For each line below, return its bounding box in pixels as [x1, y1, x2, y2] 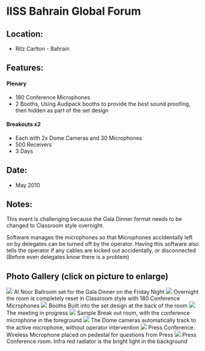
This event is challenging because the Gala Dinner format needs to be [6, 215, 182, 223]
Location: [6, 29, 43, 39]
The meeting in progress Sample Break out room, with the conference [6, 309, 190, 317]
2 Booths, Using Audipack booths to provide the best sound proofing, [15, 100, 191, 107]
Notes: [6, 199, 32, 209]
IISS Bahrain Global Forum [6, 4, 141, 18]
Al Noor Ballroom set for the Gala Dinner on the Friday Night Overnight [13, 288, 199, 296]
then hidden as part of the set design [15, 106, 109, 114]
